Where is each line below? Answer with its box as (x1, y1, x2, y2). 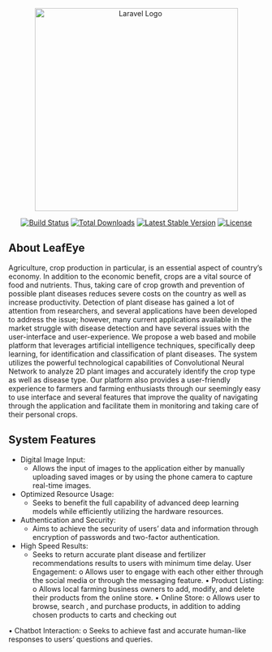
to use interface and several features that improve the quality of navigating (8, 392, 258, 402)
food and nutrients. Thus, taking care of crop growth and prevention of (8, 280, 245, 290)
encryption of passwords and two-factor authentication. (32, 532, 221, 542)
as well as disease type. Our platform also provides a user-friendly (8, 374, 231, 385)
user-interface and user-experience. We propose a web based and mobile (8, 331, 257, 341)
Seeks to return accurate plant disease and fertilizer (32, 549, 206, 559)
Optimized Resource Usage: (19, 489, 114, 499)
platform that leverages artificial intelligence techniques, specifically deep (8, 340, 256, 350)
